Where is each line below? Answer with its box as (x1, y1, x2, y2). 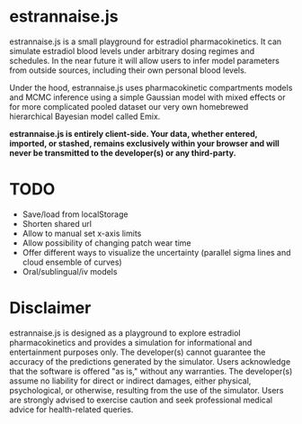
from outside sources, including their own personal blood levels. (9, 65, 247, 76)
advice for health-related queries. (9, 403, 134, 415)
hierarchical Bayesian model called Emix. (9, 111, 161, 122)
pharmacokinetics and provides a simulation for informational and (9, 337, 253, 347)
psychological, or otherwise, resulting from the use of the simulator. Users (9, 384, 284, 395)
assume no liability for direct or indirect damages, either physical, (9, 375, 252, 386)
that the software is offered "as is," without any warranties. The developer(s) (9, 365, 293, 376)
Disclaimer (9, 298, 92, 319)
